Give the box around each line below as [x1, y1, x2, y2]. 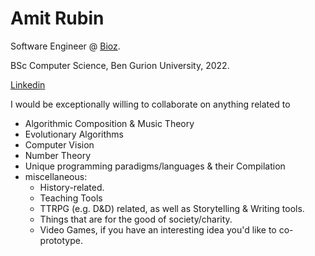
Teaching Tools [39, 192, 103, 204]
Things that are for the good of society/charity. [39, 213, 233, 225]
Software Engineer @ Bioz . [10, 40, 121, 52]
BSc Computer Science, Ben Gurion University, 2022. [10, 59, 230, 71]
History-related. [39, 181, 105, 193]
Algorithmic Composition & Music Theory [24, 117, 195, 129]
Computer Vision [24, 138, 95, 151]
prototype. [39, 234, 83, 246]
